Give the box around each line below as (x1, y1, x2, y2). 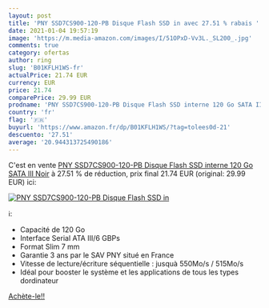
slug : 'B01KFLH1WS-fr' (8, 64, 84, 72)
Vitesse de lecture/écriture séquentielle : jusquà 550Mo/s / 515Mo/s (19, 258, 244, 268)
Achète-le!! (8, 291, 46, 301)
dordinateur (19, 275, 59, 285)
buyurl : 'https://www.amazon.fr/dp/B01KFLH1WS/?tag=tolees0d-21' (8, 123, 231, 131)
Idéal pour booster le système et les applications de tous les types (19, 267, 239, 277)
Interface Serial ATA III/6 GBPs (19, 233, 120, 242)
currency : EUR (8, 78, 56, 86)
